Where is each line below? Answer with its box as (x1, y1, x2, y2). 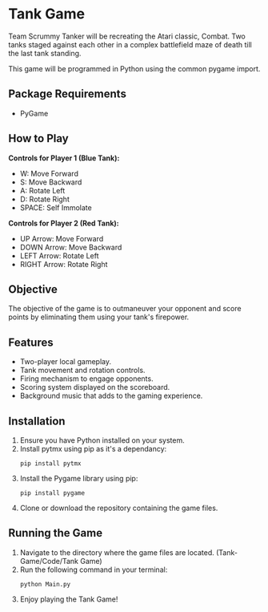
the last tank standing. (8, 48, 82, 58)
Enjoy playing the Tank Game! (19, 594, 118, 604)
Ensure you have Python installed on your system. (19, 436, 186, 445)
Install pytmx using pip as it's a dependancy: (19, 444, 167, 453)
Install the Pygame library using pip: (19, 474, 138, 483)
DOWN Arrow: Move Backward (19, 242, 122, 252)
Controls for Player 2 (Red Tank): (8, 218, 119, 228)
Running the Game (8, 526, 102, 540)
